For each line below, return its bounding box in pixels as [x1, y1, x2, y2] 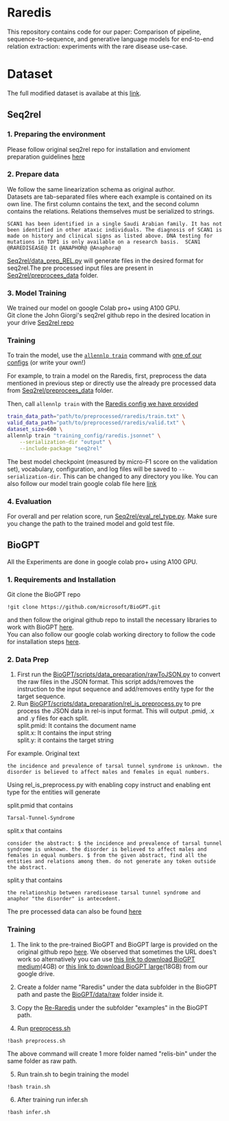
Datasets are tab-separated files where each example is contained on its [7, 192, 213, 201]
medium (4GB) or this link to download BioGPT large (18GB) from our [16, 962, 208, 970]
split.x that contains [7, 827, 63, 835]
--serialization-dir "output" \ [19, 439, 112, 445]
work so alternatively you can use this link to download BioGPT [16, 955, 195, 963]
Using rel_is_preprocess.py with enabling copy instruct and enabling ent [7, 781, 211, 789]
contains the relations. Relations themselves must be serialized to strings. [7, 207, 215, 215]
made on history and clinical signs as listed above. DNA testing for [7, 232, 213, 239]
